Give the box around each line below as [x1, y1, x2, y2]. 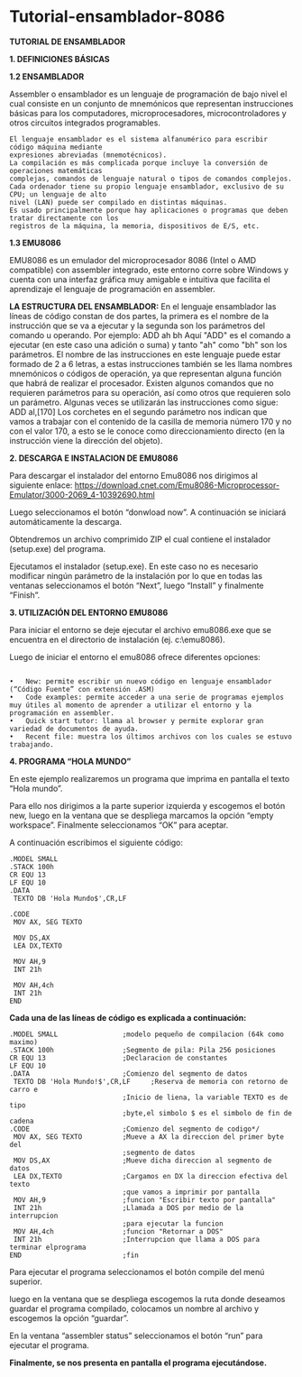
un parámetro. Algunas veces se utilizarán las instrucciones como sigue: [9, 397, 279, 408]
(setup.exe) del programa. [9, 543, 106, 554]
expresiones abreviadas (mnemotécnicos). [9, 151, 168, 160]
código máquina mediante [9, 142, 103, 151]
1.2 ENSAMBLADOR [9, 70, 85, 82]
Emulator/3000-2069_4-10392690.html [9, 489, 155, 500]
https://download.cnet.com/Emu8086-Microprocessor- [74, 480, 280, 491]
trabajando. [9, 739, 54, 749]
